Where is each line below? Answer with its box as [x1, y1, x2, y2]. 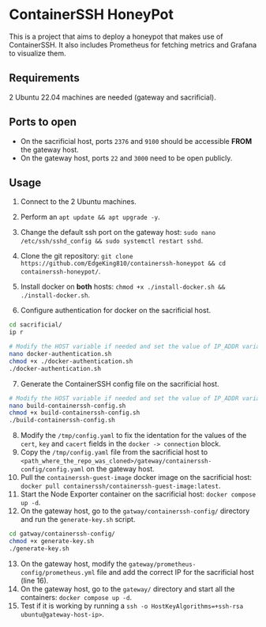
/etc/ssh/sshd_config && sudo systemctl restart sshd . [20, 236, 204, 246]
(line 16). [20, 576, 49, 585]
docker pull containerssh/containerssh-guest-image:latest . [20, 481, 221, 491]
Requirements [9, 71, 80, 85]
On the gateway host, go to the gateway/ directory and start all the [20, 584, 235, 594]
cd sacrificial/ [9, 321, 62, 329]
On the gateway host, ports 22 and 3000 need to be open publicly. [20, 153, 233, 163]
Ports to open [9, 115, 77, 129]
